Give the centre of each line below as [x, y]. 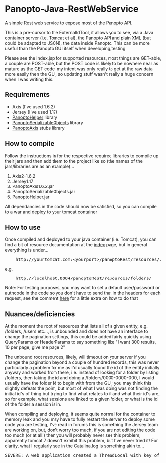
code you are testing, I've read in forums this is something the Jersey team [82, 425]
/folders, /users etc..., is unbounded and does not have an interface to [77, 331]
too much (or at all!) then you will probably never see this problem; [73, 435]
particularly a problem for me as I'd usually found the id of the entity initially [82, 368]
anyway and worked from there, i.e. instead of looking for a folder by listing [82, 373]
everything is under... [27, 250]
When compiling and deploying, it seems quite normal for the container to [80, 414]
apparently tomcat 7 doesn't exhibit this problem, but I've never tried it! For [82, 441]
